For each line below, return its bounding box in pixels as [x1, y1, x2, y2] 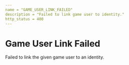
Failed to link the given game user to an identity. [5, 54, 104, 60]
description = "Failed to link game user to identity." [5, 12, 124, 17]
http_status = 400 [5, 16, 44, 21]
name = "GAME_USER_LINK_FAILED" [5, 7, 73, 12]
